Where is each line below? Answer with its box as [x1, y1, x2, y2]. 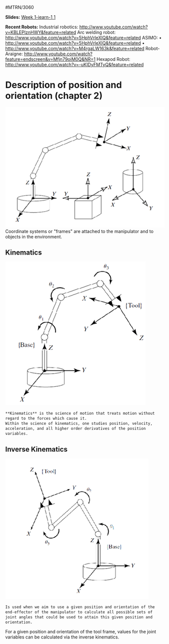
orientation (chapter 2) [5, 90, 103, 102]
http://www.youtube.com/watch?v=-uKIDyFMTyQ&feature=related [5, 62, 144, 67]
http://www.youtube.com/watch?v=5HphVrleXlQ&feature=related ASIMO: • [5, 35, 162, 41]
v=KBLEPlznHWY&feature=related [5, 29, 76, 35]
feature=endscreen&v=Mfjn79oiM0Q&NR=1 [5, 56, 96, 62]
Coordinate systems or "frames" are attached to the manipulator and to [5, 228, 154, 234]
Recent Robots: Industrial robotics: [5, 24, 78, 30]
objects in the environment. [5, 233, 62, 239]
